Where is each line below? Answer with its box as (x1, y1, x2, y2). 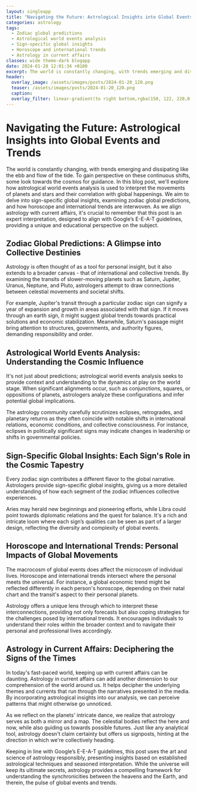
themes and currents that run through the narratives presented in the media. (6, 688, 191, 695)
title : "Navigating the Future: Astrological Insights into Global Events (6, 14, 193, 20)
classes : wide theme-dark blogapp (6, 57, 91, 63)
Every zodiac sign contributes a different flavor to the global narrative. (6, 476, 175, 482)
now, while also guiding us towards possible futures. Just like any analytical (6, 724, 189, 731)
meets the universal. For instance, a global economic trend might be (6, 578, 171, 585)
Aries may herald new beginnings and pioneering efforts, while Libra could (6, 506, 186, 512)
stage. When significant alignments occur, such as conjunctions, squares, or (6, 385, 191, 392)
